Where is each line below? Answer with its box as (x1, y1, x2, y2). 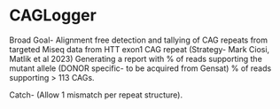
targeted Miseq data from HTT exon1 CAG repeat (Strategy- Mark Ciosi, (9, 43, 270, 54)
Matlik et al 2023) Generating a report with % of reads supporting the (9, 53, 263, 64)
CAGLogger (9, 5, 97, 26)
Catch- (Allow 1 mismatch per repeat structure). (9, 90, 183, 100)
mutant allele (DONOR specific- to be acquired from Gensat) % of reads (9, 63, 272, 74)
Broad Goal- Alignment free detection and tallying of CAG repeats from (9, 35, 268, 45)
